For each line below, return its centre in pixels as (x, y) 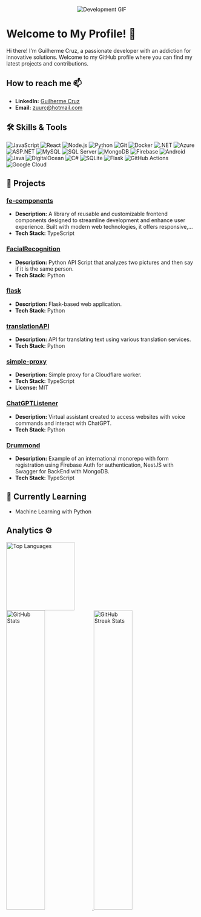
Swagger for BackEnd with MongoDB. (62, 472)
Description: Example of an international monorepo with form (92, 459)
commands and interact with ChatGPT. (63, 423)
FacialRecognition (33, 249)
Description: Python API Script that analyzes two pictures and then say (104, 262)
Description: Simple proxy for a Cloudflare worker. (78, 375)
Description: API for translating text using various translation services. (103, 339)
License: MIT (32, 388)
